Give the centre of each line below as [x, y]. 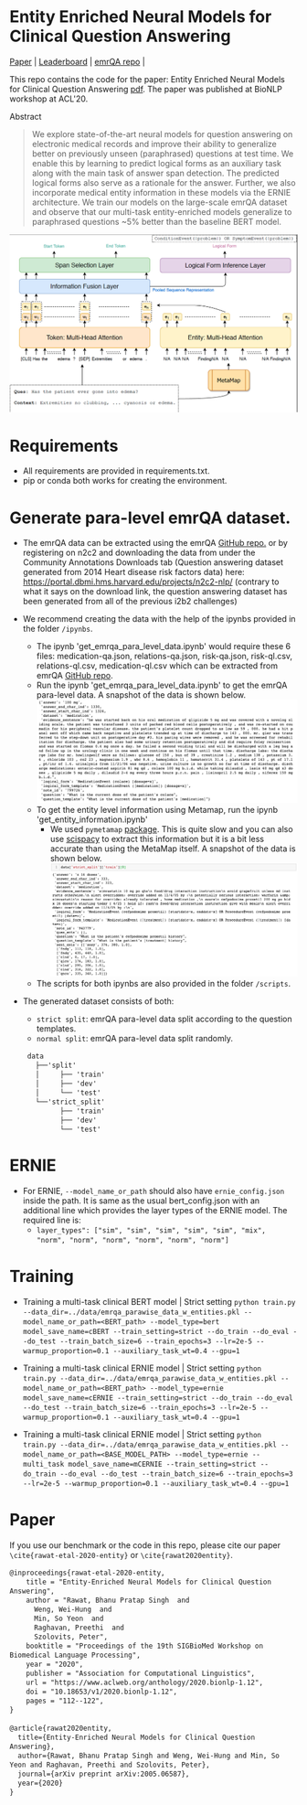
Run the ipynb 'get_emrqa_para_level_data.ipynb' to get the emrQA [162, 685]
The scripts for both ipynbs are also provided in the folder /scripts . [163, 983]
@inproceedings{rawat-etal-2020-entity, [88, 1573]
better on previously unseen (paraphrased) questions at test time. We [163, 154]
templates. [56, 1029]
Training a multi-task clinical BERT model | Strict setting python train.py [159, 1301]
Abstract [26, 116]
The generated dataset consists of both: [98, 1001]
